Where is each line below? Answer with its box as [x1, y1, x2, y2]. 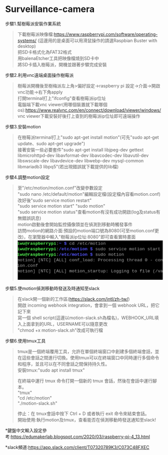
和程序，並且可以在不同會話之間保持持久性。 [17, 361, 110, 367]
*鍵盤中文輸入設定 [5, 428, 43, 434]
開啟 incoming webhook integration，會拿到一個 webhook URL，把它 [17, 302, 160, 308]
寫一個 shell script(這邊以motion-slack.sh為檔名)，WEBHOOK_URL [17, 315, 155, 321]
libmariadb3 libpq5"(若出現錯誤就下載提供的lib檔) [17, 163, 119, 169]
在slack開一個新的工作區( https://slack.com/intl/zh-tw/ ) [17, 296, 130, 302]
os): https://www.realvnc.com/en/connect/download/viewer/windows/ [17, 107, 161, 113]
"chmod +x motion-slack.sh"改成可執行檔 [17, 327, 103, 333]
